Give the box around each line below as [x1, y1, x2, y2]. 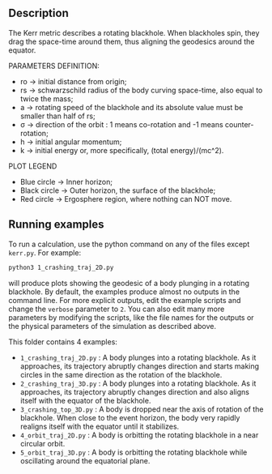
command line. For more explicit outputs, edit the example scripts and [8, 295, 241, 305]
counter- [225, 119, 254, 129]
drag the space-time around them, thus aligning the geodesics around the [8, 36, 255, 46]
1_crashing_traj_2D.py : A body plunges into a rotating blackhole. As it [19, 352, 257, 362]
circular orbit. [19, 438, 66, 448]
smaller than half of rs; [19, 111, 96, 121]
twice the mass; [19, 93, 74, 104]
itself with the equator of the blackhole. [19, 395, 151, 405]
